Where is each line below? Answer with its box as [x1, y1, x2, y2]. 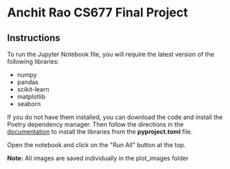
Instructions [7, 32, 60, 44]
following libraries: [7, 57, 60, 66]
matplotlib [16, 92, 46, 101]
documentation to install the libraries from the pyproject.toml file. [7, 128, 193, 135]
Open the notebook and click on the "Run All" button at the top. [7, 141, 186, 148]
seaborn [16, 100, 41, 107]
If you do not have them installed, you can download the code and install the [7, 113, 223, 121]
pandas [16, 78, 39, 86]
